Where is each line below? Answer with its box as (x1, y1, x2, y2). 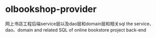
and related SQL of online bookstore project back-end (34, 26, 146, 33)
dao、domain (5, 26, 33, 33)
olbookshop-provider (5, 3, 97, 15)
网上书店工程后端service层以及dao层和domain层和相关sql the (5, 20, 133, 26)
